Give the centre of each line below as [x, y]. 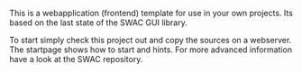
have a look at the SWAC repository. [76, 59]
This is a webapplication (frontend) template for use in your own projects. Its [151, 13]
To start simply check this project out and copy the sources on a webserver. [151, 40]
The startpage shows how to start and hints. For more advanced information [151, 50]
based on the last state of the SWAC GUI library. [98, 23]
